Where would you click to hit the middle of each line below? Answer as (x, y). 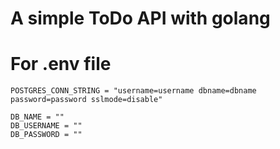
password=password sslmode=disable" (86, 100)
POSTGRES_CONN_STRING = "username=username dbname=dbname (133, 91)
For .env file (61, 64)
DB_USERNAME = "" (46, 126)
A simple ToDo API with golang (140, 18)
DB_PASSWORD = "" (46, 135)
